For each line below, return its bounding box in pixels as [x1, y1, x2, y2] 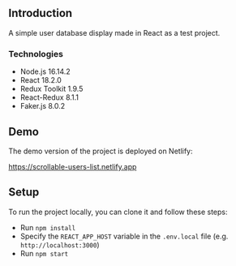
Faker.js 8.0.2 [19, 101, 66, 111]
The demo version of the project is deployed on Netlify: [8, 146, 193, 156]
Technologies [8, 48, 63, 59]
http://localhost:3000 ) [19, 239, 100, 250]
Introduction [8, 6, 73, 20]
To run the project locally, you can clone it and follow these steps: [8, 207, 229, 217]
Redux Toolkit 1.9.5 [19, 84, 84, 94]
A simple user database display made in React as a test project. [8, 28, 221, 37]
